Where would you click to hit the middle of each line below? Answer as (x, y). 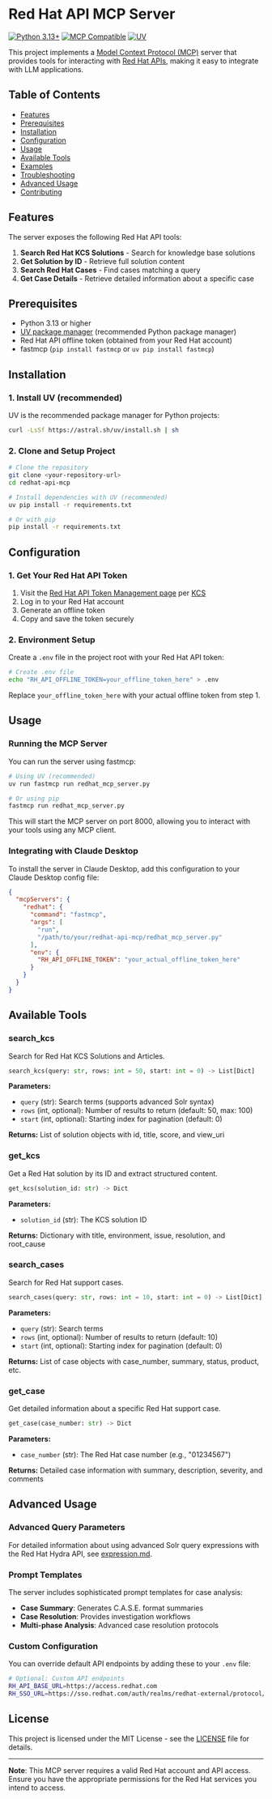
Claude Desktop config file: (54, 877)
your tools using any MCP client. (62, 830)
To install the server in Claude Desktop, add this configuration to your (124, 868)
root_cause (27, 1243)
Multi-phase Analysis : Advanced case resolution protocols (119, 1625)
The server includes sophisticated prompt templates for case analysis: (125, 1592)
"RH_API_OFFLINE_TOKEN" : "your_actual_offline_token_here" (139, 960)
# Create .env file (41, 672)
